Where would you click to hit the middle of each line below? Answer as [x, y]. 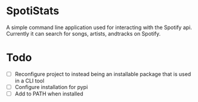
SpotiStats [33, 11]
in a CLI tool [30, 81]
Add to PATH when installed [49, 94]
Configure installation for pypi [51, 87]
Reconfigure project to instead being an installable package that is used [103, 74]
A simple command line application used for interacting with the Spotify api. [99, 27]
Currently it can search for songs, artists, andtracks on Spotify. [83, 33]
